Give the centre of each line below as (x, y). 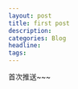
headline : (25, 46)
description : (30, 30)
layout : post (30, 16)
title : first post (39, 23)
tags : (17, 53)
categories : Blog (37, 38)
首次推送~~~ (29, 77)
